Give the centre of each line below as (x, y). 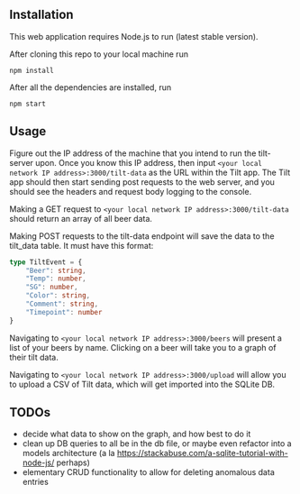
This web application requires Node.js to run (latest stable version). (134, 36)
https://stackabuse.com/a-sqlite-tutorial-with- (202, 453)
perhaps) (73, 462)
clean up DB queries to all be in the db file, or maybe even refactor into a (157, 444)
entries (36, 482)
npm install (32, 70)
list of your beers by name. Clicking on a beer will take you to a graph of (143, 347)
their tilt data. (34, 357)
